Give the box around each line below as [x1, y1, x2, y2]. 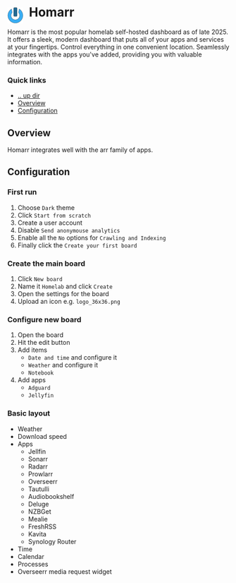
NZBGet [27, 507, 51, 516]
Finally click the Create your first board [17, 241, 137, 249]
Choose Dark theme [17, 203, 75, 212]
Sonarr [27, 454, 48, 463]
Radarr [27, 462, 48, 471]
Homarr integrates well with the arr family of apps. [7, 146, 154, 154]
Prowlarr [27, 469, 54, 478]
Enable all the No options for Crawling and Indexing [17, 233, 166, 242]
